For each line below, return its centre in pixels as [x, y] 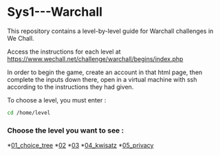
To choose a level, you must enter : [57, 100]
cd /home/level [29, 113]
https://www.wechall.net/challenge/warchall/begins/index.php [95, 58]
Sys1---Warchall [55, 12]
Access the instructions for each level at [64, 52]
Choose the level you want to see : [66, 130]
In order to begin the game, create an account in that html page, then [105, 72]
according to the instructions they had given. [70, 87]
